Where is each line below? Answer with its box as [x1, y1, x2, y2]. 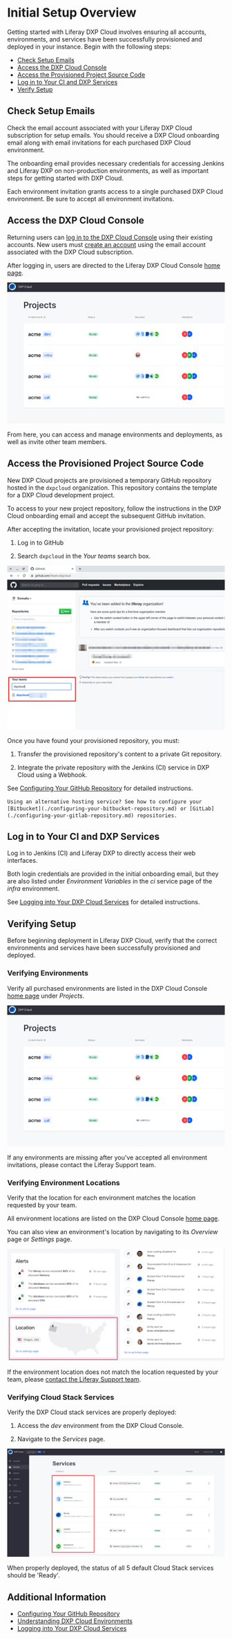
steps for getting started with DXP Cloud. [7, 174, 124, 182]
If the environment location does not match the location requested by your [7, 1368, 219, 1376]
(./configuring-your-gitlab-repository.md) [7, 812, 135, 819]
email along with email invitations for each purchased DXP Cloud [7, 138, 191, 147]
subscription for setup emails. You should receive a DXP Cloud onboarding [7, 131, 220, 139]
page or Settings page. [7, 1235, 72, 1243]
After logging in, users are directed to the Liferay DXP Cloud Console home [7, 261, 221, 269]
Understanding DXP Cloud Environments [17, 1617, 133, 1625]
